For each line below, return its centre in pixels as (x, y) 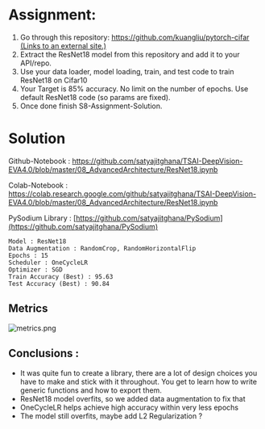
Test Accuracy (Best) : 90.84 (59, 284)
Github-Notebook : (39, 161)
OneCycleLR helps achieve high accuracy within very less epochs (129, 407)
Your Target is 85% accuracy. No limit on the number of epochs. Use (134, 88)
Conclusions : (43, 353)
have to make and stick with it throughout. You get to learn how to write (139, 381)
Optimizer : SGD (35, 269)
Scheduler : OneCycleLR (48, 263)
